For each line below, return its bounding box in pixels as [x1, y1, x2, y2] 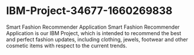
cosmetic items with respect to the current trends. [6, 42, 128, 49]
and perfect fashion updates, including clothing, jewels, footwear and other [6, 36, 188, 43]
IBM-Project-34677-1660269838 [6, 4, 173, 18]
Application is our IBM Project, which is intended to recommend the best [6, 29, 182, 36]
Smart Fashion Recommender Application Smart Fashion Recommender [6, 23, 180, 30]
